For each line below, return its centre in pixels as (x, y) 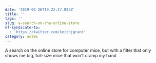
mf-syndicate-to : (23, 28)
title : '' (15, 14)
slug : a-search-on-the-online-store (42, 23)
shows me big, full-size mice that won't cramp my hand (61, 55)
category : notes (21, 37)
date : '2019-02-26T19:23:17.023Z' (40, 9)
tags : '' (14, 18)
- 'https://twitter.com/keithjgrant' (48, 32)
